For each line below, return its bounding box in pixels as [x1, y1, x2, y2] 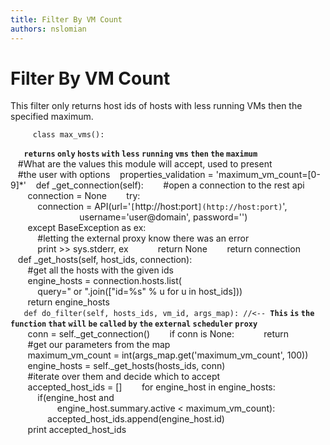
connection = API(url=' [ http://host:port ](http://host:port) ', [37, 201, 288, 213]
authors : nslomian [10, 24, 87, 34]
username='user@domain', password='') [79, 211, 248, 223]
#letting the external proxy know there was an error [37, 232, 250, 245]
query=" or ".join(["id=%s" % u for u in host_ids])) [37, 286, 243, 298]
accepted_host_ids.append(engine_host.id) [47, 413, 225, 425]
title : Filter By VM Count [10, 14, 123, 25]
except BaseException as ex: [27, 222, 147, 234]
